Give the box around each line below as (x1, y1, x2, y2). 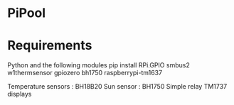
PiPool (7, 5, 46, 21)
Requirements (7, 38, 92, 54)
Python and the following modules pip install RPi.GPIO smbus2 (7, 61, 190, 70)
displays (7, 90, 32, 99)
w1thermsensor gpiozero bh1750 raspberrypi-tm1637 (7, 69, 162, 77)
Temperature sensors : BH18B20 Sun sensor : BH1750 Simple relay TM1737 (7, 82, 228, 91)
